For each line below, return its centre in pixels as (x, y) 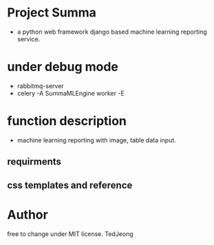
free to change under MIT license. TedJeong (71, 234)
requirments (34, 162)
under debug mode (63, 67)
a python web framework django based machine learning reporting (112, 32)
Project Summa (52, 13)
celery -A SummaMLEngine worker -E (71, 93)
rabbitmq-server (40, 86)
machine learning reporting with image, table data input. (97, 140)
